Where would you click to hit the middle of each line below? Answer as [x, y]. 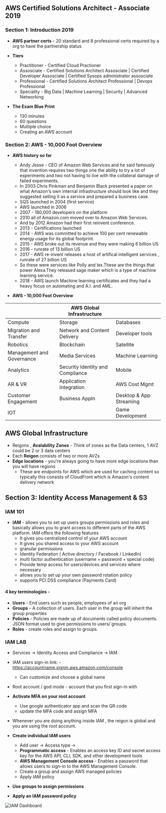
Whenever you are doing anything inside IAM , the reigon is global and [84, 720]
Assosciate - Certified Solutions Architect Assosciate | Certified [84, 70]
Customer [19, 395]
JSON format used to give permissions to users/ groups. [70, 624]
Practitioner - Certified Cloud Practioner [60, 65]
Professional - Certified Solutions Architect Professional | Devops [86, 81]
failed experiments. [39, 181]
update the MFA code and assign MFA [58, 711]
